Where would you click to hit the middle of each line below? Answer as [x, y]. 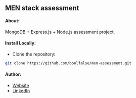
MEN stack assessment [42, 8]
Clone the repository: [34, 54]
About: [12, 21]
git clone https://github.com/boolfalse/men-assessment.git [68, 63]
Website [21, 85]
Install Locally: [21, 43]
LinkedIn [21, 91]
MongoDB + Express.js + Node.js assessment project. [60, 32]
